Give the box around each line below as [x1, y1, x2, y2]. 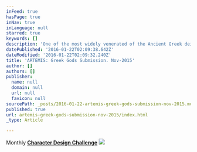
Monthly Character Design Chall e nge [6, 139, 98, 146]
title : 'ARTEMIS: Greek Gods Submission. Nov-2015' [6, 57, 135, 63]
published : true [6, 106, 46, 112]
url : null [11, 90, 35, 96]
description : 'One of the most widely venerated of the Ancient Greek [6, 42, 182, 47]
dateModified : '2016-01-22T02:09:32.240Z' [6, 52, 111, 58]
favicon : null [11, 95, 46, 101]
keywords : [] [6, 36, 38, 42]
